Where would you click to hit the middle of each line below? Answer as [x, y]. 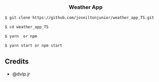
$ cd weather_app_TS [27, 27]
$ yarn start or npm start [34, 45]
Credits [17, 62]
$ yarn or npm [21, 36]
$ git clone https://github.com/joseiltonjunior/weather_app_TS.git [79, 18]
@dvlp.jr [21, 74]
